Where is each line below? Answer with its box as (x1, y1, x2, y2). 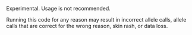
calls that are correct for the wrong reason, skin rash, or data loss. (6, 23, 168, 29)
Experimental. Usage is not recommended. (6, 5, 111, 12)
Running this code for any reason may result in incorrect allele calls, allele (6, 16, 187, 23)
